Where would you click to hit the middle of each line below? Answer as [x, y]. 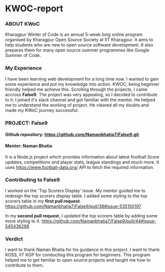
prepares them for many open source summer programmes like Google [77, 50]
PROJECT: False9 [26, 123]
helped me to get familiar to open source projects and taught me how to [78, 260]
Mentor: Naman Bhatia [29, 146]
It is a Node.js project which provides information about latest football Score [82, 157]
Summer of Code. [23, 55]
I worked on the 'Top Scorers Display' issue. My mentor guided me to [75, 190]
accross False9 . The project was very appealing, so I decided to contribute [81, 94]
